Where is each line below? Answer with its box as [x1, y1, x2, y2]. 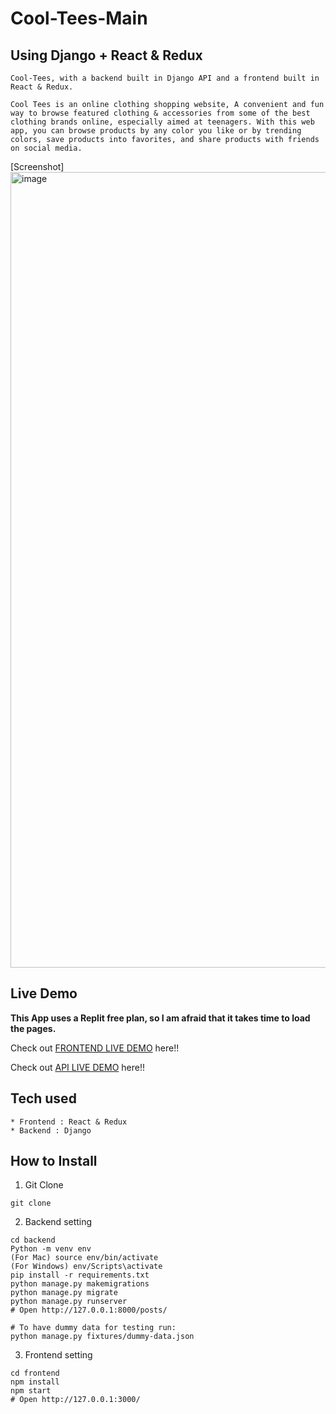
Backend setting [24, 1216, 93, 1228]
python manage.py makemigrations [10, 1279, 150, 1289]
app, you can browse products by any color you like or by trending [10, 126, 302, 136]
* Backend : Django [10, 1125, 92, 1136]
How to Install [10, 1153, 98, 1170]
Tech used [10, 1090, 77, 1107]
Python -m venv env [10, 1244, 92, 1254]
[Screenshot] [10, 161, 65, 172]
